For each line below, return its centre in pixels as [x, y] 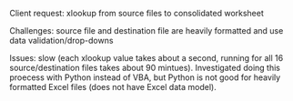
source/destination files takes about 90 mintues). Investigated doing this [145, 68]
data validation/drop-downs [61, 40]
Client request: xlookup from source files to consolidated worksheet [136, 13]
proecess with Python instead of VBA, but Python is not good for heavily [145, 77]
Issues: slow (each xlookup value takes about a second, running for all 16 [146, 58]
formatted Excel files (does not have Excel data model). [113, 87]
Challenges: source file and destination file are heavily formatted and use [146, 30]
